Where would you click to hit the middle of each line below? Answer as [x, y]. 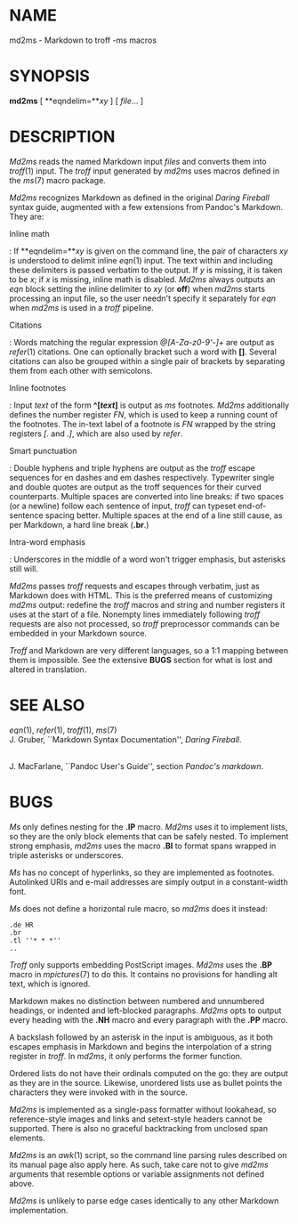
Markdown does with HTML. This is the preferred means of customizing [141, 595]
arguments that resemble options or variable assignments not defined [137, 1174]
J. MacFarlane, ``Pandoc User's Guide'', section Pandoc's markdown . [137, 766]
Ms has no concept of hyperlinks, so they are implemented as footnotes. [142, 872]
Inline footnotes [38, 387]
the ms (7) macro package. [58, 180]
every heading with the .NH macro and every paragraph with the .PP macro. [149, 1019]
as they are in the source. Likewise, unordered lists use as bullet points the [146, 1082]
